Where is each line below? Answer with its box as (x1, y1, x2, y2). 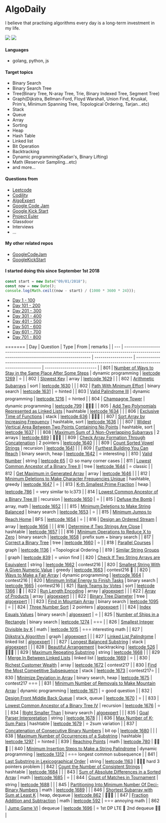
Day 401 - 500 (12, 318, 42, 324)
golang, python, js (12, 58, 49, 64)
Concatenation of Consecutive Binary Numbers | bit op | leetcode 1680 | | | (5, 727, 157, 733)
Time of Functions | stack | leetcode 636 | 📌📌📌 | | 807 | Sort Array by (5, 413, 145, 419)
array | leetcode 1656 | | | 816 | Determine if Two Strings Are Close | (5, 523, 143, 529)
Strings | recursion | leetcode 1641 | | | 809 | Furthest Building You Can (5, 445, 149, 451)
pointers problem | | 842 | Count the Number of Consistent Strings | (5, 764, 143, 769)
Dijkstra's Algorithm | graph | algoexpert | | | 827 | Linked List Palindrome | (5, 633, 157, 639)
